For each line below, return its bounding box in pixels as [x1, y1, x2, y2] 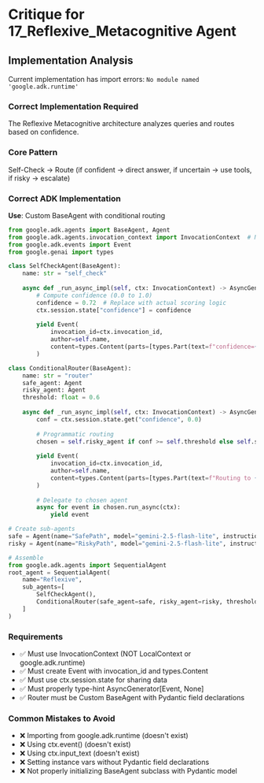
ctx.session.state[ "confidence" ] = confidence [36, 306, 192, 314]
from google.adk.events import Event [8, 240, 132, 249]
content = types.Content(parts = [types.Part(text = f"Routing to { [49, 474, 258, 482]
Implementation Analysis [8, 54, 134, 67]
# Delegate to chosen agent [36, 496, 128, 504]
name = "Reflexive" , [22, 576, 82, 584]
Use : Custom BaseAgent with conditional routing [8, 210, 166, 220]
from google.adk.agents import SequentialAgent [8, 561, 167, 569]
